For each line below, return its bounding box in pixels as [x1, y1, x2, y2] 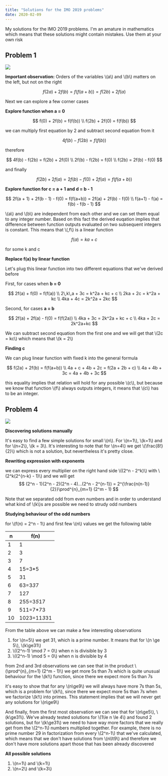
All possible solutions [5, 751, 51, 757]
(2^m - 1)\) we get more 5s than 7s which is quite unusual [42, 668, 160, 674]
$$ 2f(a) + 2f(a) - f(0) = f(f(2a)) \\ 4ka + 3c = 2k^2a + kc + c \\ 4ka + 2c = [8, 315, 160, 321]
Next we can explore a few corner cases [5, 98, 89, 104]
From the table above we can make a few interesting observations [5, 627, 141, 633]
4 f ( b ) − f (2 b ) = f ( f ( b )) [62, 138, 107, 144]
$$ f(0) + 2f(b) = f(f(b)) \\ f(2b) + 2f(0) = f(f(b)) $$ [32, 118, 136, 124]
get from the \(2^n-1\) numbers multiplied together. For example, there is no [5, 725, 161, 731]
